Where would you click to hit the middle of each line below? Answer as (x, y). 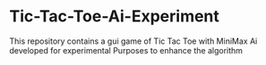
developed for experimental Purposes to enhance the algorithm (126, 50)
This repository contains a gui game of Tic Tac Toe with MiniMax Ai (133, 41)
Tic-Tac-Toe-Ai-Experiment (114, 16)
